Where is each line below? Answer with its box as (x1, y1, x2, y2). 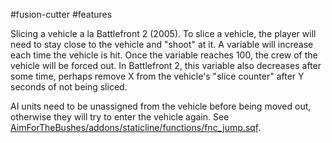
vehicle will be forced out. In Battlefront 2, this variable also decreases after (10, 60, 322, 71)
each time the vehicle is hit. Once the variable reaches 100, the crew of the (10, 49, 318, 61)
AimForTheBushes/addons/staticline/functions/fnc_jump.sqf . (10, 122, 262, 133)
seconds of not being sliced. (10, 81, 128, 93)
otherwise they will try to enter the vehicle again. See (10, 111, 230, 123)
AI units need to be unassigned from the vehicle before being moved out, (10, 100, 312, 112)
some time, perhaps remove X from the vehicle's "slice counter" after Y (10, 70, 305, 82)
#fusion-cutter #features (10, 9, 113, 20)
